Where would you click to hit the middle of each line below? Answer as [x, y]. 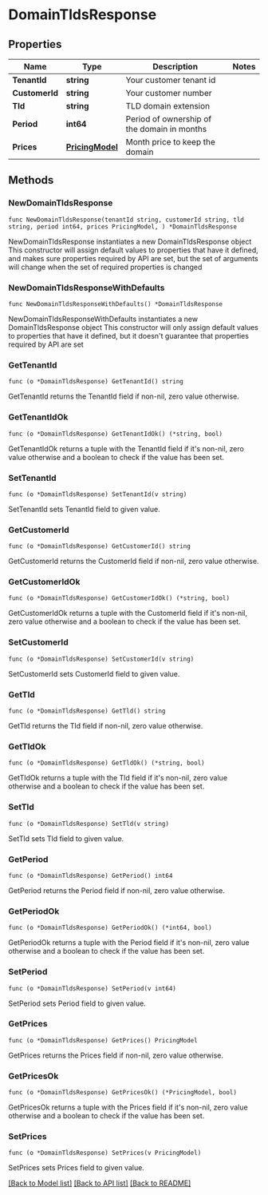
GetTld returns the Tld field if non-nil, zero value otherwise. [106, 726]
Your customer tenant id [171, 80]
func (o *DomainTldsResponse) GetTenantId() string [96, 382]
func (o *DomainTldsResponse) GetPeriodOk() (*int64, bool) [110, 928]
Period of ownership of [169, 119]
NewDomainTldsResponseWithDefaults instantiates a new [103, 319]
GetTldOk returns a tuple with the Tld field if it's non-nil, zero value [118, 778]
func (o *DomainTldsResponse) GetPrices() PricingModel [103, 1040]
